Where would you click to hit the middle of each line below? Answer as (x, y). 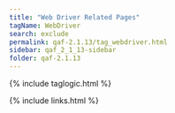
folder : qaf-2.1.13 (45, 58)
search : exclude (39, 34)
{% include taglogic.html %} (61, 83)
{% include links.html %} (54, 101)
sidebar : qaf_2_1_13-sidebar (63, 50)
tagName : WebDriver (45, 26)
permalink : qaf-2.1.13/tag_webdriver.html (88, 42)
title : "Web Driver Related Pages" (75, 17)
